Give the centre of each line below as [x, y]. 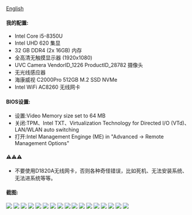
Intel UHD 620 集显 [37, 43]
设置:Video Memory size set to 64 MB [60, 116]
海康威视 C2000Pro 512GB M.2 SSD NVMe [66, 80]
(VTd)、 [180, 123]
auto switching [61, 130]
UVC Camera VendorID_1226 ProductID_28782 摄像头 [79, 65]
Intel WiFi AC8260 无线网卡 [47, 87]
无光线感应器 [30, 72]
